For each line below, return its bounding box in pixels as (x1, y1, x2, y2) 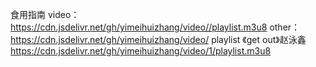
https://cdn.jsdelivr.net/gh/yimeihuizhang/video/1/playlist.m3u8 (10, 45, 272, 57)
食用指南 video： (10, 9, 80, 20)
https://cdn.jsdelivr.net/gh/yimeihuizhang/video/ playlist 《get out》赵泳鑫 (10, 34, 307, 45)
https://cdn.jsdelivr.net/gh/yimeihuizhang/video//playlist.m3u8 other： (10, 21, 301, 33)
